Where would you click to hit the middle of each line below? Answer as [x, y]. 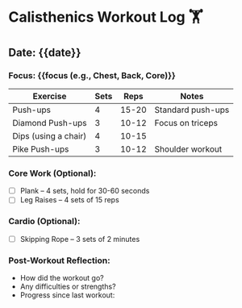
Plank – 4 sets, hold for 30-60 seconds [85, 191]
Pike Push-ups [41, 149]
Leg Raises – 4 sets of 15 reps [69, 200]
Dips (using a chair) [50, 135]
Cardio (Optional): [44, 222]
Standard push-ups [192, 110]
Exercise [50, 96]
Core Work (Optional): [52, 173]
